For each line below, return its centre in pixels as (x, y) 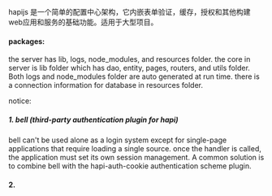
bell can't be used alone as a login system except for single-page (118, 140)
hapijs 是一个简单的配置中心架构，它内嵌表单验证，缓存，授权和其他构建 (130, 12)
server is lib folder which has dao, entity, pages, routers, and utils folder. (129, 68)
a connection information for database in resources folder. (106, 85)
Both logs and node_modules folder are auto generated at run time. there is (134, 76)
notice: (20, 101)
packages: (27, 41)
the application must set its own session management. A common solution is (136, 158)
